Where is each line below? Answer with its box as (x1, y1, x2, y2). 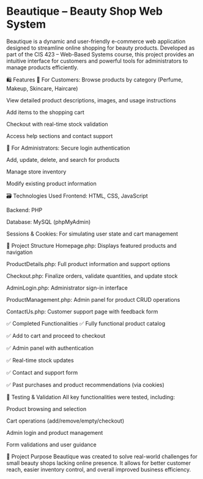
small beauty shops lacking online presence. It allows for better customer (6, 459, 191, 467)
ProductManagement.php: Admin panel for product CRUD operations (6, 296, 180, 303)
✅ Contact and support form (6, 369, 78, 376)
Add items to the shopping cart (6, 109, 84, 116)
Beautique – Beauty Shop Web (6, 4, 163, 18)
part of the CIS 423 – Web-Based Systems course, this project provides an (6, 50, 194, 58)
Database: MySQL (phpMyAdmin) (6, 218, 91, 225)
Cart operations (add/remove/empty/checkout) (6, 417, 124, 424)
